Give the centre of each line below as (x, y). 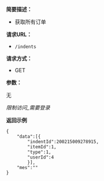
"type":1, (39, 152)
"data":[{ (29, 137)
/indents (25, 47)
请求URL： (19, 34)
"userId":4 (41, 157)
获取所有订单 (30, 22)
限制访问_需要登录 (28, 108)
